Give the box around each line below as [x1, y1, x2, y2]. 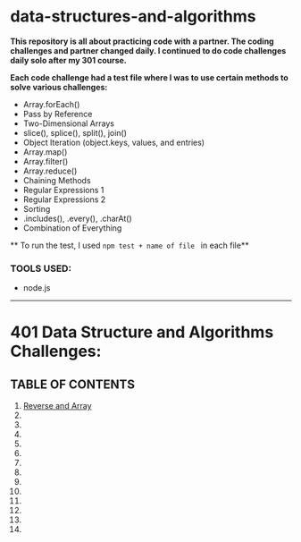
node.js [22, 283, 52, 293]
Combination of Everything [22, 222, 122, 233]
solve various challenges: [10, 81, 108, 92]
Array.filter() [22, 156, 69, 166]
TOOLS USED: [10, 262, 72, 275]
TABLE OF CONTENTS [10, 377, 135, 392]
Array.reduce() [22, 165, 78, 176]
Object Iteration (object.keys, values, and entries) [22, 137, 205, 148]
